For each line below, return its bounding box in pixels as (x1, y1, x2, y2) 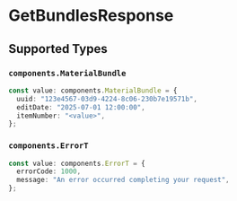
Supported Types (8, 41, 109, 57)
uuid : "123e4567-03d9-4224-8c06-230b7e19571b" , (16, 94, 198, 103)
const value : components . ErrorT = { (8, 159, 145, 168)
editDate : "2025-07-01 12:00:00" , (16, 102, 145, 112)
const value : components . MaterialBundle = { (8, 86, 178, 95)
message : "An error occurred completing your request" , (16, 176, 230, 185)
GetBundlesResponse (8, 5, 174, 26)
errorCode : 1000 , (16, 167, 82, 176)
